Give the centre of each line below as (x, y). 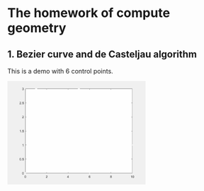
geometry (37, 28)
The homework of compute (89, 13)
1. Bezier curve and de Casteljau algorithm (102, 54)
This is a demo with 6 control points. (60, 71)
